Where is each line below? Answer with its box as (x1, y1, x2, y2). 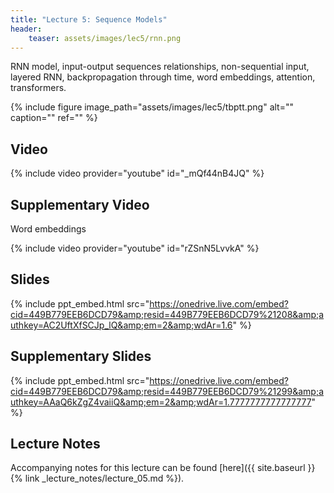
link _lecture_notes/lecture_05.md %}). (24, 472, 185, 485)
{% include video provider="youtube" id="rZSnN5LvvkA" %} (10, 242, 260, 254)
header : (10, 24, 43, 34)
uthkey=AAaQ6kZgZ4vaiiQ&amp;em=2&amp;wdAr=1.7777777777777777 (10, 396, 312, 408)
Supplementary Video (10, 196, 150, 213)
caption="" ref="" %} (10, 112, 98, 124)
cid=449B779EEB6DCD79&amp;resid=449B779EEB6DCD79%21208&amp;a (10, 308, 325, 320)
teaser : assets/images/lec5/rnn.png (28, 33, 182, 43)
